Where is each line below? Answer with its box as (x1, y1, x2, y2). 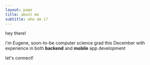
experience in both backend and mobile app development (5, 45, 126, 51)
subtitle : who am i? (5, 16, 49, 21)
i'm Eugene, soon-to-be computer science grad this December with (5, 40, 145, 46)
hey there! (5, 30, 27, 36)
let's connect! (5, 55, 34, 61)
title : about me (5, 12, 39, 17)
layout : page (5, 7, 33, 12)
